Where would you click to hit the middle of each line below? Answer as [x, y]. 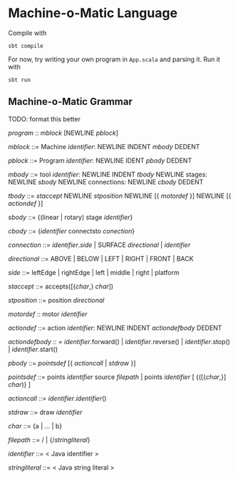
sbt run [20, 80]
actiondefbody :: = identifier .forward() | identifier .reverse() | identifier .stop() [119, 341]
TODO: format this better [45, 119]
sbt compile [26, 46]
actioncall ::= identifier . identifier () [57, 398]
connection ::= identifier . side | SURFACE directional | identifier [99, 245]
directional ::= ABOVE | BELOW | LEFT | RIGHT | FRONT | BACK [101, 258]
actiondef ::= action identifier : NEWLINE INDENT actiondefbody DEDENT [115, 328]
